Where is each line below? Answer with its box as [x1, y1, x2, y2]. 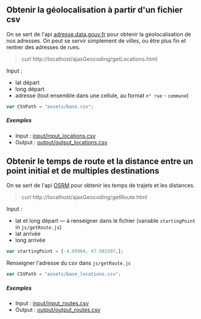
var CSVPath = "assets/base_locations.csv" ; [6, 271, 121, 278]
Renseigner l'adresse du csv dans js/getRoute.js [6, 259, 131, 267]
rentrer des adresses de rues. [6, 43, 81, 51]
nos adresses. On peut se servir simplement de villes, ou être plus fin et [6, 37, 186, 44]
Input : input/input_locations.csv [15, 132, 96, 139]
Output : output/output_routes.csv [15, 306, 100, 314]
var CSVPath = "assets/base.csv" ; [6, 103, 94, 110]
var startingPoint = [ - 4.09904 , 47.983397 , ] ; [6, 248, 124, 254]
